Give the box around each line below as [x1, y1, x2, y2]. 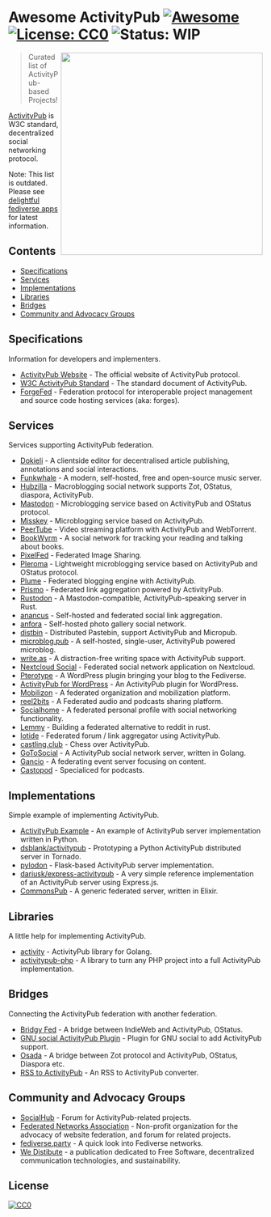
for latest [8, 212, 39, 222]
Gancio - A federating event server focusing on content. [19, 757, 206, 766]
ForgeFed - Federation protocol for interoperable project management [19, 387, 252, 396]
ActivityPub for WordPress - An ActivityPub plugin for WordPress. [19, 680, 240, 689]
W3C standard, [8, 119, 59, 129]
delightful [8, 195, 40, 205]
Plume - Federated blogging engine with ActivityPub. [19, 576, 196, 586]
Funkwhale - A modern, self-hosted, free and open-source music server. [19, 473, 262, 483]
